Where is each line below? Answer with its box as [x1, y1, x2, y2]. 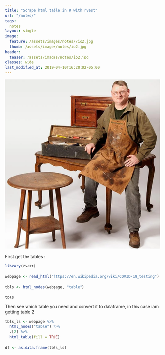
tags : [5, 18, 16, 23]
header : [5, 49, 21, 54]
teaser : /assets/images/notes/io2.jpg [9, 55, 89, 59]
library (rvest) [5, 264, 36, 269]
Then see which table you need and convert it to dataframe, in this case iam [5, 304, 159, 310]
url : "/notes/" [5, 13, 36, 18]
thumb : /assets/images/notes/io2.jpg [9, 44, 87, 49]
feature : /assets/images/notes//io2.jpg [9, 39, 93, 44]
